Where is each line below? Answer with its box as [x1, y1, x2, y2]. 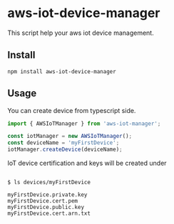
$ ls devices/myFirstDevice [7, 179, 91, 186]
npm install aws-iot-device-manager [7, 68, 116, 75]
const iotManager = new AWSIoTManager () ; [7, 133, 133, 140]
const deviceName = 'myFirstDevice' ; [7, 139, 120, 146]
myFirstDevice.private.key [7, 191, 88, 198]
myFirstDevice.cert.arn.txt [7, 210, 91, 218]
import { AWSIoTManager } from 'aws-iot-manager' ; [7, 119, 161, 127]
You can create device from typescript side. [7, 106, 136, 114]
